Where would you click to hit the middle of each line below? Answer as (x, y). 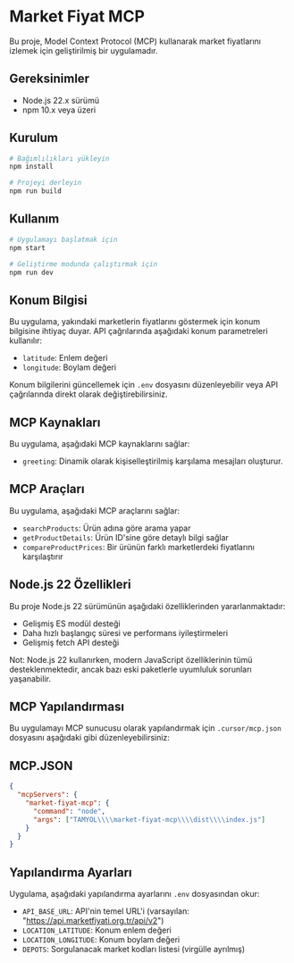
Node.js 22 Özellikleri (70, 585)
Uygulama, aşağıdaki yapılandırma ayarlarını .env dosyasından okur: (134, 894)
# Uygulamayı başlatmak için (63, 239)
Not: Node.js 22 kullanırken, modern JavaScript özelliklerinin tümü (131, 659)
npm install (31, 167)
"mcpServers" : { (47, 795)
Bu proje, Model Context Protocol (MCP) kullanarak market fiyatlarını (135, 41)
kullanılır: (26, 340)
